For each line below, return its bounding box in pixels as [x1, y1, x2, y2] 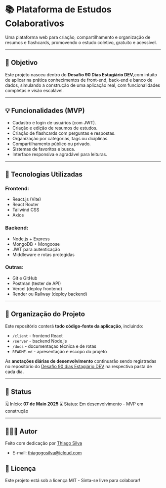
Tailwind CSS [12, 207, 40, 213]
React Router [12, 202, 39, 208]
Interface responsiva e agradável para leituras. [12, 151, 108, 157]
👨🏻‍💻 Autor [5, 427, 38, 435]
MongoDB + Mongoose [12, 241, 60, 247]
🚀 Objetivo [5, 58, 38, 67]
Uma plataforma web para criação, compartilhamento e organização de [5, 34, 151, 40]
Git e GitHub [12, 275, 38, 281]
